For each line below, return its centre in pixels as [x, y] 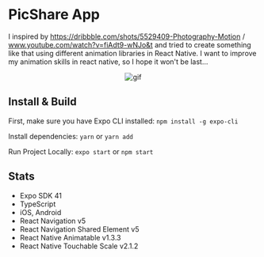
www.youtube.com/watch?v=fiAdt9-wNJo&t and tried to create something [130, 44]
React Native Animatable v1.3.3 [70, 237]
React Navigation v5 [52, 221]
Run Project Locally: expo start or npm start [81, 151]
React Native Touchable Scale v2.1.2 [79, 246]
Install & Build [42, 102]
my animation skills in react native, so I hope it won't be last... [108, 62]
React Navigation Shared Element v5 [79, 229]
